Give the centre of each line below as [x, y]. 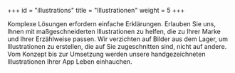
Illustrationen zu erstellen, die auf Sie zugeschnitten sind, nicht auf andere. [117, 46]
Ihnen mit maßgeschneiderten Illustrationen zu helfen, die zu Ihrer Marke [114, 32]
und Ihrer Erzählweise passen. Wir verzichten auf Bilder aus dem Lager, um [118, 39]
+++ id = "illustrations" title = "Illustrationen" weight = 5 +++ [96, 10]
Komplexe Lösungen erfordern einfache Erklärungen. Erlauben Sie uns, [111, 24]
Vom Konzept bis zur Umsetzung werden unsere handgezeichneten [106, 54]
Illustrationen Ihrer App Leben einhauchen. [70, 62]
